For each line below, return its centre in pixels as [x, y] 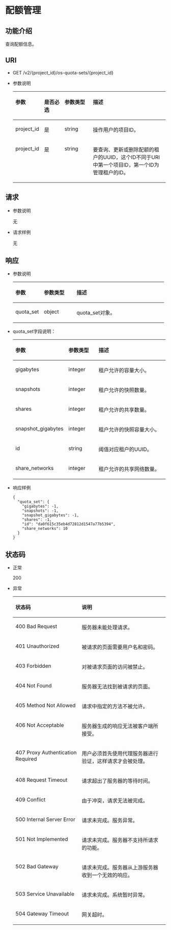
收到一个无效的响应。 [107, 875]
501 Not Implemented [41, 839]
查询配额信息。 [21, 44]
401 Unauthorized [37, 646]
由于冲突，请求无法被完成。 [115, 801]
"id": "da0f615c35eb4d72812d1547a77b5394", [69, 524]
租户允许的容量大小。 [124, 370]
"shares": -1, [37, 520]
